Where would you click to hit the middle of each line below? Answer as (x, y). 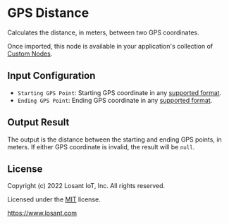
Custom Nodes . (30, 54)
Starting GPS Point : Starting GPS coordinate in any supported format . (119, 92)
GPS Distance (48, 13)
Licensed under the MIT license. (54, 199)
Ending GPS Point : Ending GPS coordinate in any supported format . (115, 100)
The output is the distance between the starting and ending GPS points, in (114, 139)
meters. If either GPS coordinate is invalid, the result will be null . (101, 147)
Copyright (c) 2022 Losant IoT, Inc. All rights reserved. (86, 186)
